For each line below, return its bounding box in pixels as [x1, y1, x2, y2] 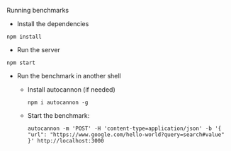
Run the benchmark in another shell [16, 72, 121, 80]
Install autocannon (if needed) [27, 85, 115, 94]
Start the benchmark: [27, 111, 90, 119]
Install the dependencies [16, 20, 89, 28]
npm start [6, 59, 36, 66]
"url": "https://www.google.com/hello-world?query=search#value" [27, 131, 225, 138]
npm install [6, 33, 42, 40]
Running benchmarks [6, 6, 69, 14]
